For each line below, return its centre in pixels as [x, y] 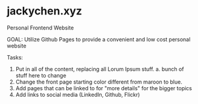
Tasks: [15, 57]
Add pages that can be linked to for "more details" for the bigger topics [104, 88]
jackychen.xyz [45, 11]
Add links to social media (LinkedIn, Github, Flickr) [78, 94]
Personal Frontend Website [40, 28]
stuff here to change [41, 75]
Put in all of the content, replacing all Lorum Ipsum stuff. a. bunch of [100, 69]
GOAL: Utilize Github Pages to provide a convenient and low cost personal [99, 39]
